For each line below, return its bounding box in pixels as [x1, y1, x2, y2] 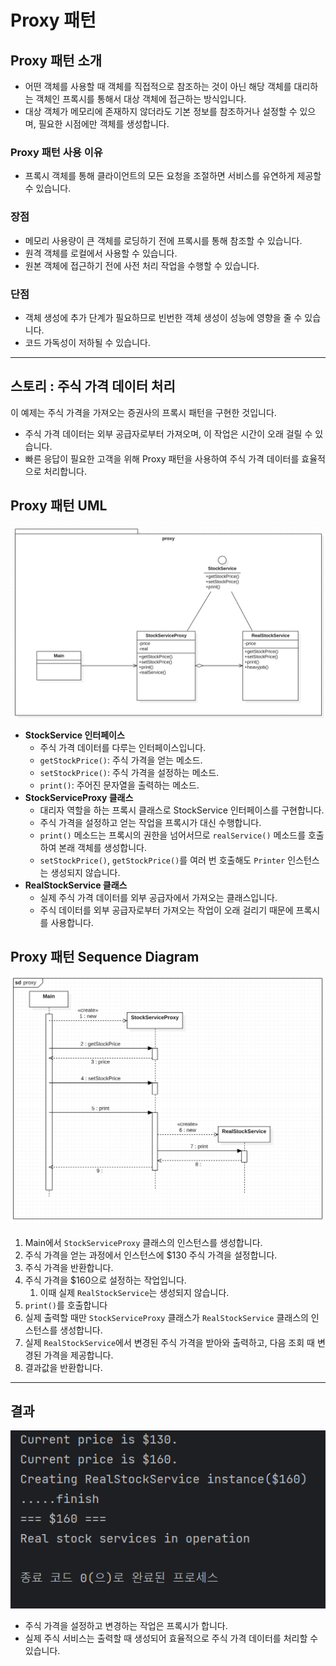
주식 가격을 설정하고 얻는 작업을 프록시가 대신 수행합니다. [39, 816, 262, 828]
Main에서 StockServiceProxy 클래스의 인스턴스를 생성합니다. [24, 1236, 263, 1248]
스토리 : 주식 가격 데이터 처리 [10, 378, 176, 395]
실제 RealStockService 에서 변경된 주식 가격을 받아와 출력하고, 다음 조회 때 [24, 1336, 315, 1348]
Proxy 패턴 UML [10, 497, 108, 515]
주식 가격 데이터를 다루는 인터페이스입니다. [39, 741, 207, 753]
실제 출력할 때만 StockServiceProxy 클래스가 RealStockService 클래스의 [24, 1311, 309, 1323]
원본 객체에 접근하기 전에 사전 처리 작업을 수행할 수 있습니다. [24, 259, 260, 271]
